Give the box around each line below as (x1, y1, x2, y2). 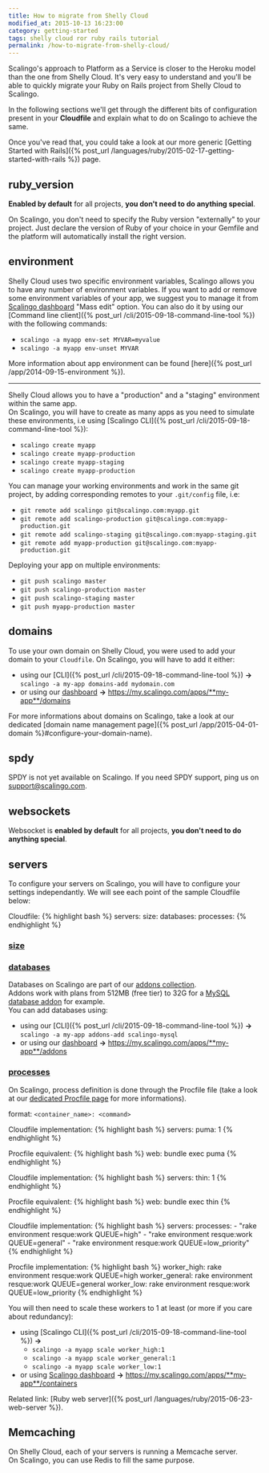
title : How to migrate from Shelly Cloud (8, 11, 149, 20)
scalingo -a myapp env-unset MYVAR (19, 344, 139, 352)
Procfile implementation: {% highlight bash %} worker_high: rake (8, 1262, 223, 1272)
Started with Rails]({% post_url (8, 146, 110, 156)
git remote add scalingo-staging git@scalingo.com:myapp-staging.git (19, 531, 258, 539)
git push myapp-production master (19, 603, 135, 611)
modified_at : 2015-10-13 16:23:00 (8, 19, 124, 27)
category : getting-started (8, 26, 98, 35)
